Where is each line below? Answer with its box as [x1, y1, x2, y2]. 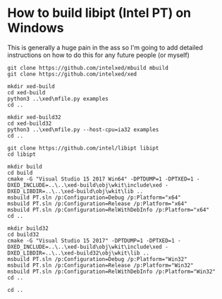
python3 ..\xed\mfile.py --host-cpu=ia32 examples [7, 126, 159, 133]
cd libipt [7, 150, 37, 158]
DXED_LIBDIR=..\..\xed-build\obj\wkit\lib [7, 188, 134, 195]
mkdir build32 [7, 224, 49, 232]
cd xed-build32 [7, 120, 52, 127]
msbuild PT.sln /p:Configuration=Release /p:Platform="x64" [7, 200, 188, 207]
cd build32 [7, 231, 39, 238]
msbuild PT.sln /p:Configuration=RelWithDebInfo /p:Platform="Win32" [7, 268, 216, 275]
